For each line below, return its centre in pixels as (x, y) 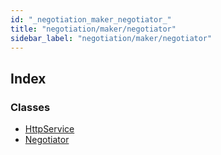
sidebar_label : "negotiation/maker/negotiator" (111, 38)
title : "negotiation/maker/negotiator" (93, 29)
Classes (30, 107)
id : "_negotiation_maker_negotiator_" (91, 19)
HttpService (49, 129)
